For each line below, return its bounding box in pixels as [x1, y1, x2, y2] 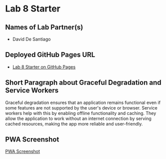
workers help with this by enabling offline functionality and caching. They [5, 110, 156, 116]
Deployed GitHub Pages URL [5, 50, 95, 59]
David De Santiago [12, 36, 51, 42]
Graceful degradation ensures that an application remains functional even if [5, 99, 161, 105]
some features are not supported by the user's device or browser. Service [5, 104, 157, 110]
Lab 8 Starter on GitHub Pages [12, 63, 76, 70]
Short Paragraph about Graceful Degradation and [5, 78, 161, 87]
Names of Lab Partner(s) [5, 23, 83, 31]
